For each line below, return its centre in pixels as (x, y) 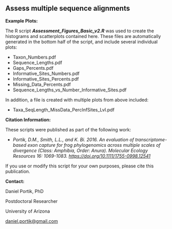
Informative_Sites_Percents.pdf (46, 79)
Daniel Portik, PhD (24, 191)
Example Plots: (22, 21)
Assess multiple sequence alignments (68, 8)
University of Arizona (28, 211)
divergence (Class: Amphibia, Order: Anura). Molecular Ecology (80, 150)
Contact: (15, 181)
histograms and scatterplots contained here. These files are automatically (83, 36)
